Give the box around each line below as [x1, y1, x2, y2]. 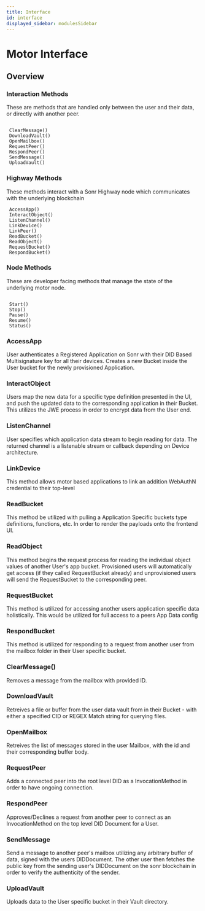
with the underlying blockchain [6, 194, 85, 201]
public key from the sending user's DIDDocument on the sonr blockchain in [6, 862, 196, 869]
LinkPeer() [9, 228, 37, 234]
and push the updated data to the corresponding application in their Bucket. [6, 400, 198, 407]
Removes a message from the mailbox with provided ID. [6, 676, 147, 684]
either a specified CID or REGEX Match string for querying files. [6, 712, 167, 719]
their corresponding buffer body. [6, 748, 89, 756]
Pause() [9, 311, 29, 318]
